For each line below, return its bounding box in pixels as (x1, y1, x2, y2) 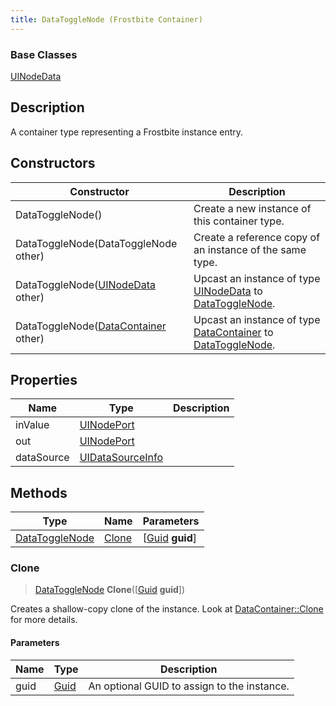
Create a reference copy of (193, 230, 321, 244)
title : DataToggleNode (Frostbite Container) (10, 14, 203, 25)
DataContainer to (193, 325, 274, 339)
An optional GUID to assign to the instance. (88, 679, 290, 693)
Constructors (10, 155, 96, 172)
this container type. (193, 214, 285, 228)
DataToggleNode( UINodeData (15, 277, 157, 291)
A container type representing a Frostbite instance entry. (10, 126, 244, 138)
